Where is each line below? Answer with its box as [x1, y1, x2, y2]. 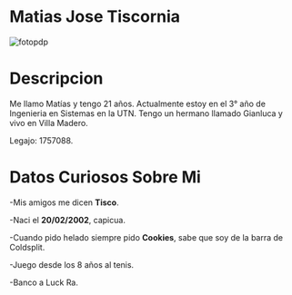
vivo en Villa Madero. [9, 117, 88, 128]
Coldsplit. [9, 241, 45, 252]
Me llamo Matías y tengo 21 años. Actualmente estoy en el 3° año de [9, 98, 267, 109]
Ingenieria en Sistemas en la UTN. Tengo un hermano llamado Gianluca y [9, 107, 284, 119]
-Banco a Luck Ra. [9, 277, 79, 288]
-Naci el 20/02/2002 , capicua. [9, 214, 126, 225]
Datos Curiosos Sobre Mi [9, 167, 202, 188]
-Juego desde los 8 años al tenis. [9, 259, 135, 270]
